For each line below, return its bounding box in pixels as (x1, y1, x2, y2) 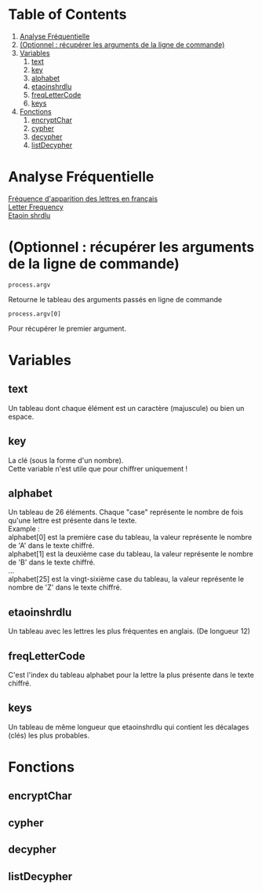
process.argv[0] (8, 309, 61, 318)
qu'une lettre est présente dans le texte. (8, 516, 137, 525)
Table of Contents (8, 6, 127, 24)
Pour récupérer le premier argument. (8, 323, 127, 333)
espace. (8, 412, 35, 421)
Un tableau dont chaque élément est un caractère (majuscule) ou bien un (8, 403, 245, 412)
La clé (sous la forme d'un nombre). (8, 455, 124, 465)
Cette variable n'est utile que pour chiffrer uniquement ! (8, 464, 188, 473)
